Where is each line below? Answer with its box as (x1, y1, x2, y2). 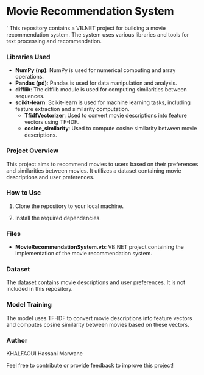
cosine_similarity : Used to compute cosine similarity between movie (24, 125, 197, 132)
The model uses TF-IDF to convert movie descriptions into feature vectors (6, 314, 192, 321)
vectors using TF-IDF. (24, 118, 79, 126)
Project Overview (6, 146, 59, 155)
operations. (15, 73, 44, 80)
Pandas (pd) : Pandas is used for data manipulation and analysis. (15, 79, 178, 87)
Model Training (6, 301, 52, 309)
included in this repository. (6, 285, 73, 293)
